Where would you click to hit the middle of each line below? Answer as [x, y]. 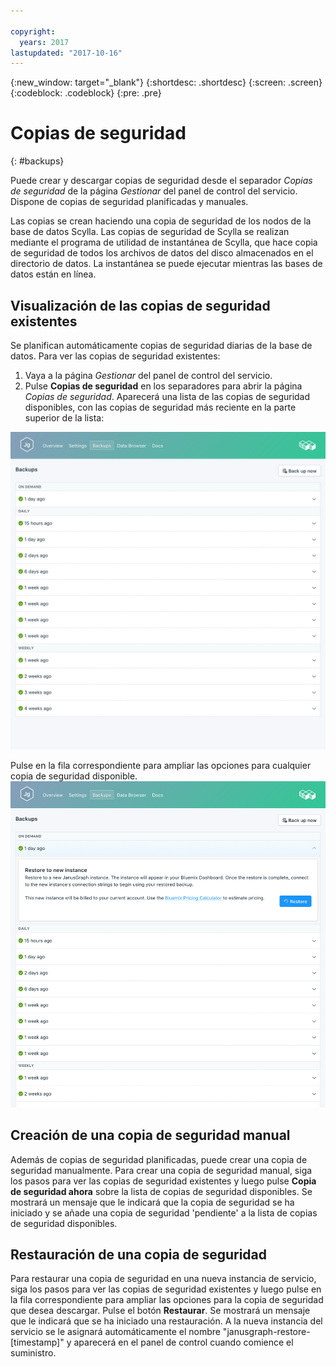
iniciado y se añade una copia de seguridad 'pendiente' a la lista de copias [164, 1212]
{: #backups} [37, 161]
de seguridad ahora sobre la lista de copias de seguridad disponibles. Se [161, 1191]
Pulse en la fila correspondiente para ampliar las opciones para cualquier [161, 765]
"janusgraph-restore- [266, 1332]
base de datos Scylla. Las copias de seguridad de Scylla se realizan [150, 232]
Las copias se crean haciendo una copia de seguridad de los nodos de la [161, 221]
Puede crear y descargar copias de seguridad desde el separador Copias [161, 181]
